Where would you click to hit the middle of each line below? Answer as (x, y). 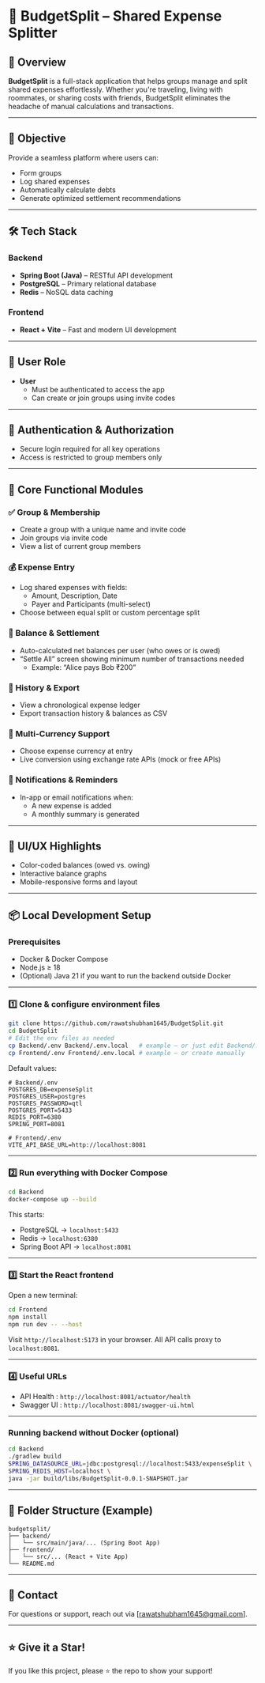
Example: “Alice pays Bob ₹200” (84, 667)
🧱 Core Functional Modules (76, 490)
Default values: (33, 1068)
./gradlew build (35, 1457)
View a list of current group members (80, 547)
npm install (28, 1317)
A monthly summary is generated (85, 814)
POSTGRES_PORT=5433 (40, 1110)
